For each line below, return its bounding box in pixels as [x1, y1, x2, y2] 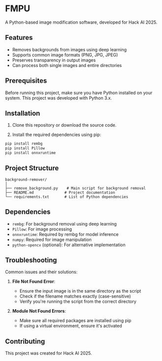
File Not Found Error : [12, 279, 55, 285]
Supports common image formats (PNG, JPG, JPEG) [12, 52, 118, 58]
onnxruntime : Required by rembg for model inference [12, 231, 119, 237]
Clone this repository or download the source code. [12, 122, 117, 128]
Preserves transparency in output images [12, 57, 96, 63]
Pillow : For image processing [12, 226, 72, 232]
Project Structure [5, 164, 59, 172]
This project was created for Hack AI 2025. [5, 350, 92, 356]
